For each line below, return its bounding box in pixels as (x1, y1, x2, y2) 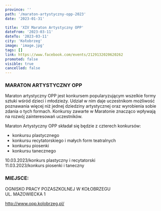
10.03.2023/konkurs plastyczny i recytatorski (5, 157, 96, 163)
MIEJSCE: (5, 175, 29, 182)
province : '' (5, 7, 32, 12)
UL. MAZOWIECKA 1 (5, 191, 46, 197)
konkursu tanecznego (12, 148, 56, 154)
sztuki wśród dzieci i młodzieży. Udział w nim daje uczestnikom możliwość (5, 98, 155, 104)
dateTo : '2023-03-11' (5, 34, 49, 39)
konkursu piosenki (12, 143, 49, 149)
